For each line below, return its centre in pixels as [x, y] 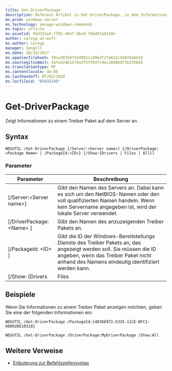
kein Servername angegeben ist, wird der [107, 206]
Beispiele [20, 295]
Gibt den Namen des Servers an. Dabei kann [111, 188]
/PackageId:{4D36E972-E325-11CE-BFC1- [109, 322]
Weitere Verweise [34, 351]
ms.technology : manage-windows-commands [49, 24]
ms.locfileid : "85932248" [33, 81]
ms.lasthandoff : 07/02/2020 [35, 77]
